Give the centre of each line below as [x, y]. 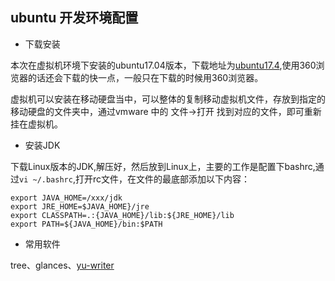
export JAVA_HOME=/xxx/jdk [66, 198]
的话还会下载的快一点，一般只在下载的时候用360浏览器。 [145, 77]
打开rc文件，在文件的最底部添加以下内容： [162, 179]
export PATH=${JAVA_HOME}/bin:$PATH [86, 224]
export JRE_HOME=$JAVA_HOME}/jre [80, 206]
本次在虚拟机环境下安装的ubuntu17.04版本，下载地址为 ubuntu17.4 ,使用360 [163, 65]
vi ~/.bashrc [46, 179]
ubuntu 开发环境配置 [74, 18]
